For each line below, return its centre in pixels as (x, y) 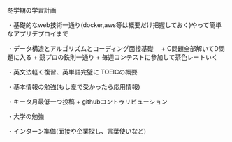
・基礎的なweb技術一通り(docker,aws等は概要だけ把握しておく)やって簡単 (115, 25)
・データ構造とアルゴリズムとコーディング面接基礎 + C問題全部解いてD (113, 48)
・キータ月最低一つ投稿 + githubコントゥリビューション (87, 102)
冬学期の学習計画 (32, 10)
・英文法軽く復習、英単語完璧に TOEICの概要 (72, 72)
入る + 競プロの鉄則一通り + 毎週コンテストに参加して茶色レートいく (118, 57)
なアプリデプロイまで (38, 34)
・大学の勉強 (26, 116)
